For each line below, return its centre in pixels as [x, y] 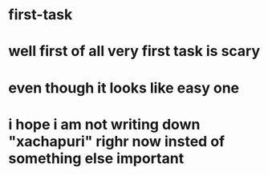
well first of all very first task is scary [134, 52]
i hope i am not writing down [104, 124]
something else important [96, 158]
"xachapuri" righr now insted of [117, 141]
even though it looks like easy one [124, 87]
